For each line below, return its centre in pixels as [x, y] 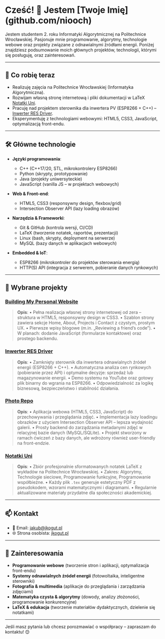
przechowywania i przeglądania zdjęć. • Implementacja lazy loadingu [87, 417]
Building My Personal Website [42, 302]
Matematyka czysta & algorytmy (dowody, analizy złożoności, [76, 597]
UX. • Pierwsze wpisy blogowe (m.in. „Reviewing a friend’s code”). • [86, 328]
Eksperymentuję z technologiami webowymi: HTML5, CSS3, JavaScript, [85, 118]
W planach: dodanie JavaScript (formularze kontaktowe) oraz [79, 333]
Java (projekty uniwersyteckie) [51, 179]
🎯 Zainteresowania [34, 554]
